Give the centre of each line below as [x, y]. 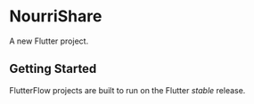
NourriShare [56, 16]
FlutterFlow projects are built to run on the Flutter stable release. [127, 90]
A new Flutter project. [49, 41]
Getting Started [53, 69]
